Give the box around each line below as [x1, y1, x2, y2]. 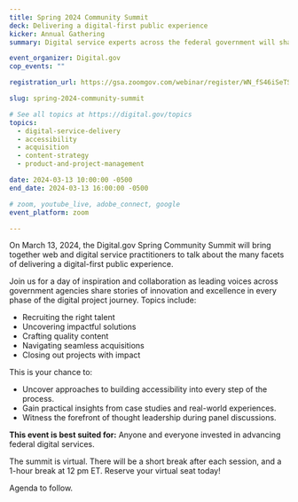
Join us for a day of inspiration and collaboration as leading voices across [9, 276, 278, 286]
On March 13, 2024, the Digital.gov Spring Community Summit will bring [9, 240, 272, 251]
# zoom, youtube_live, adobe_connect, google [9, 200, 180, 208]
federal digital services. [9, 439, 95, 450]
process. [21, 394, 55, 404]
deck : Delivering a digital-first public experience [9, 21, 208, 30]
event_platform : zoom [9, 208, 90, 217]
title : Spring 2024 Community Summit [9, 12, 149, 22]
